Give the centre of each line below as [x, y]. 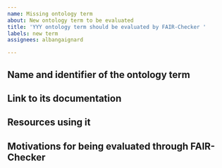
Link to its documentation [64, 98]
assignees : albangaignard [45, 40]
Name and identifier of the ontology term [99, 75]
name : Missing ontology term [50, 14]
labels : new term [33, 33]
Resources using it [49, 123]
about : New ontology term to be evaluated [70, 20]
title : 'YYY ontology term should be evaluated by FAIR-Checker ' [107, 27]
